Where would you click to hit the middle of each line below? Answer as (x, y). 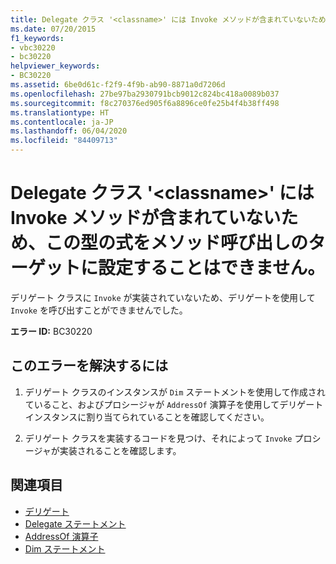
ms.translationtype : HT (60, 112)
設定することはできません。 (212, 268)
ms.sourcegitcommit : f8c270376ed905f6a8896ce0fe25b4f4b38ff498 (145, 103)
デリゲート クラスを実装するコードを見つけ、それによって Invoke (158, 438)
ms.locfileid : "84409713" (64, 141)
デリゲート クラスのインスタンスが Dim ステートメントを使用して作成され (175, 392)
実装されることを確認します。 (120, 450)
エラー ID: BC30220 (51, 331)
